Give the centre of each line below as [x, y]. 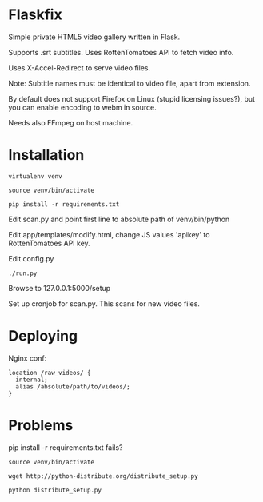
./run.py [23, 273]
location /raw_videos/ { [50, 373]
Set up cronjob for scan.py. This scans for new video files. [104, 303]
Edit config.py [31, 258]
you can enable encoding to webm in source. [83, 107]
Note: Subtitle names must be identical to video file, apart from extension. [130, 83]
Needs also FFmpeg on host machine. [71, 122]
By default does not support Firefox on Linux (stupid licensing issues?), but [132, 98]
